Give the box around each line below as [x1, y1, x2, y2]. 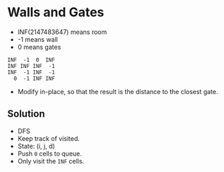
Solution [7, 108, 45, 120]
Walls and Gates [7, 4, 105, 21]
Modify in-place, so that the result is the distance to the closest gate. [17, 87, 218, 96]
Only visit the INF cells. [17, 156, 85, 165]
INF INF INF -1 [7, 62, 55, 69]
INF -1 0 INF [7, 56, 55, 64]
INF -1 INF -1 [7, 69, 55, 76]
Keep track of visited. [17, 134, 80, 142]
